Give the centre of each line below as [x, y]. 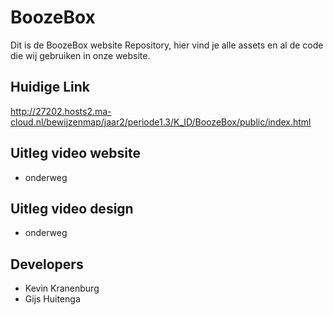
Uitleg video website [75, 153]
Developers [47, 264]
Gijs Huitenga [52, 299]
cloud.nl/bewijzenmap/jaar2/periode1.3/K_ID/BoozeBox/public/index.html [161, 122]
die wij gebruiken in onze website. [80, 55]
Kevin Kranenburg [62, 288]
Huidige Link [50, 87]
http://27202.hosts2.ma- [61, 111]
